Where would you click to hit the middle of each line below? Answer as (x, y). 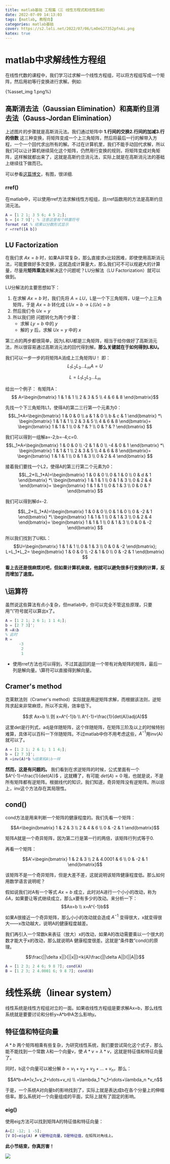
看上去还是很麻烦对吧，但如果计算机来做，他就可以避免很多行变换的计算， (83, 567)
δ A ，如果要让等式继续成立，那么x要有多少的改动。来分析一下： (71, 898)
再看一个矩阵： (21, 849)
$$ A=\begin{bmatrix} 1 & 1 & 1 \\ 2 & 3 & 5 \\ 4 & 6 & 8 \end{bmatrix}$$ (85, 397)
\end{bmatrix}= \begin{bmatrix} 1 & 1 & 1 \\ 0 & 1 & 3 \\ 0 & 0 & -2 (85, 522)
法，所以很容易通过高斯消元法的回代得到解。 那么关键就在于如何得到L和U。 (83, 347)
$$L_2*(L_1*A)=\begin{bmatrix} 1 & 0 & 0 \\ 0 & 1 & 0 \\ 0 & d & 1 (85, 475)
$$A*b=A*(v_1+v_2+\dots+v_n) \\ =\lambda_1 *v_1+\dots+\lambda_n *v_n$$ (85, 1079)
